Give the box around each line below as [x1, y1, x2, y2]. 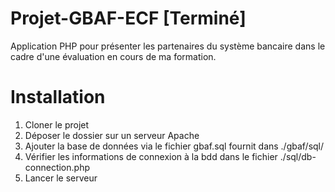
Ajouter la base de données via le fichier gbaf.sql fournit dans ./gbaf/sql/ [24, 140, 325, 152]
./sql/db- [279, 150, 317, 162]
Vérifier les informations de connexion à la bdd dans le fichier [24, 150, 278, 162]
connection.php [24, 161, 90, 173]
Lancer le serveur [24, 172, 98, 184]
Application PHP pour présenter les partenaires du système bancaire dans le [10, 40, 326, 52]
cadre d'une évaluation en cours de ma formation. [10, 50, 217, 62]
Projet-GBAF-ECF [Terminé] [10, 7, 247, 30]
